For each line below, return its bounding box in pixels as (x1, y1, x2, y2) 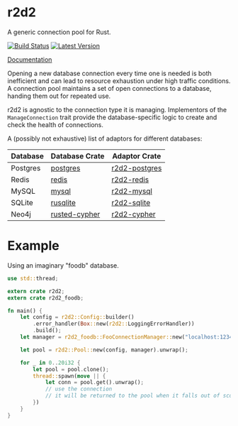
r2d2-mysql (111, 186, 152, 196)
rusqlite (50, 197, 76, 207)
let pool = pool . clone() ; (33, 366, 110, 373)
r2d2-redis (111, 175, 149, 185)
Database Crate (50, 151, 105, 160)
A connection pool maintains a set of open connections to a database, (7, 84, 212, 92)
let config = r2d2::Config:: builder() (20, 314, 135, 321)
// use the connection (45, 386, 113, 393)
